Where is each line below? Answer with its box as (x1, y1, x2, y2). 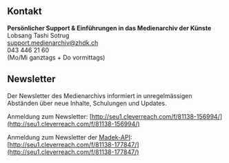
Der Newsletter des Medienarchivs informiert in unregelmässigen (7, 91, 192, 99)
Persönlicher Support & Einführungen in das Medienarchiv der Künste (7, 23, 212, 32)
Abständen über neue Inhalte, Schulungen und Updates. (7, 99, 167, 107)
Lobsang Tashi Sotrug (7, 31, 70, 39)
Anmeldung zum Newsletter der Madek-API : (7, 133, 132, 141)
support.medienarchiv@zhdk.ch (7, 38, 99, 47)
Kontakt (7, 6, 43, 17)
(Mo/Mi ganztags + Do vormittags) (7, 53, 106, 61)
